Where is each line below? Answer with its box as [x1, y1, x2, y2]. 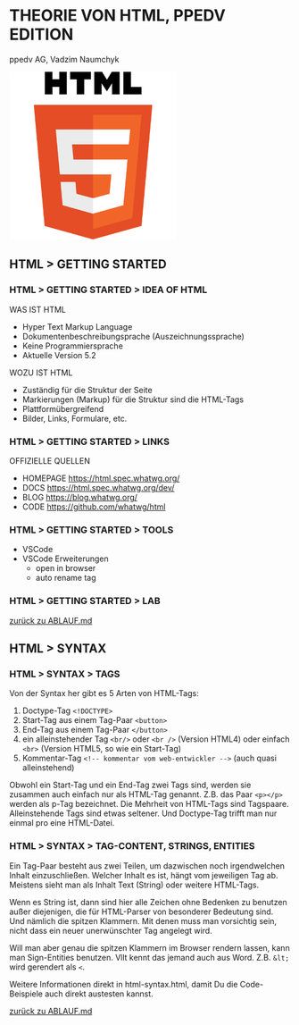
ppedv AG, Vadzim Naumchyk [9, 54, 120, 64]
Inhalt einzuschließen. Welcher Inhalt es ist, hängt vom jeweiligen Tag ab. [9, 870, 278, 880]
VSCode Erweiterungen [21, 553, 109, 564]
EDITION [9, 24, 74, 45]
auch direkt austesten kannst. [44, 988, 154, 999]
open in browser [35, 563, 96, 574]
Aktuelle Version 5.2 [21, 349, 96, 360]
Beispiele [9, 988, 43, 999]
